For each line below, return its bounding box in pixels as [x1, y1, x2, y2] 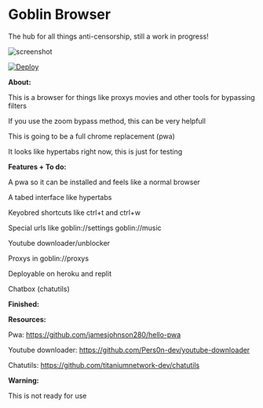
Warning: [8, 376, 39, 385]
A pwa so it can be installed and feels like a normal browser [8, 177, 200, 187]
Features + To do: [8, 161, 67, 171]
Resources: [8, 314, 46, 324]
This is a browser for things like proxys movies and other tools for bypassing [8, 92, 255, 102]
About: [8, 77, 31, 87]
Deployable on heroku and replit [8, 269, 112, 278]
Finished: [8, 299, 39, 309]
